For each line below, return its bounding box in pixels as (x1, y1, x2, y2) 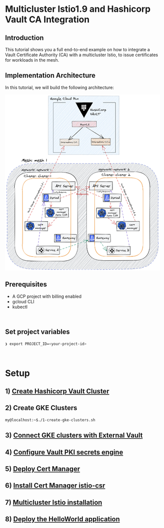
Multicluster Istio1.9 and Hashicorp (5, 3, 151, 15)
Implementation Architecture (5, 71, 96, 80)
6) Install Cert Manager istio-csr (5, 482, 106, 490)
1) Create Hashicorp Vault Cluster (5, 387, 109, 395)
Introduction (5, 34, 44, 42)
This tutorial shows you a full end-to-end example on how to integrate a (5, 47, 150, 52)
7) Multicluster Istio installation (5, 498, 102, 506)
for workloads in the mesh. (5, 57, 59, 63)
